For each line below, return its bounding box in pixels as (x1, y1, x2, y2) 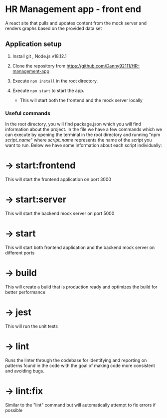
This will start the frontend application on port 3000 (5, 176, 111, 182)
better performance (5, 289, 46, 295)
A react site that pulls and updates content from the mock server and (5, 20, 147, 26)
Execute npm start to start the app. (12, 87, 85, 93)
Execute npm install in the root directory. (12, 77, 98, 83)
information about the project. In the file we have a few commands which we (5, 126, 163, 132)
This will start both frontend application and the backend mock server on (5, 244, 155, 250)
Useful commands (5, 109, 51, 116)
